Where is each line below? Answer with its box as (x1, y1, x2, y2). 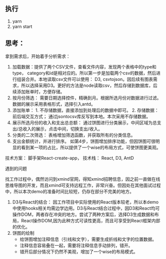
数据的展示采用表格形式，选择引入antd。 (12, 101, 96, 107)
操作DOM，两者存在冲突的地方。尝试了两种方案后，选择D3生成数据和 (12, 211, 155, 217)
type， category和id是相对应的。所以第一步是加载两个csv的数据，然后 (12, 70, 157, 76)
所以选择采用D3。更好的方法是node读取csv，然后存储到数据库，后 (21, 82, 158, 88)
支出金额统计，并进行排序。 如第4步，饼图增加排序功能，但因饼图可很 (12, 138, 156, 144)
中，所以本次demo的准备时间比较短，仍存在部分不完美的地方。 (5, 188, 134, 194)
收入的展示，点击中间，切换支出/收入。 (22, 126, 103, 131)
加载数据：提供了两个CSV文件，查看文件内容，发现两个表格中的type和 (12, 64, 157, 69)
